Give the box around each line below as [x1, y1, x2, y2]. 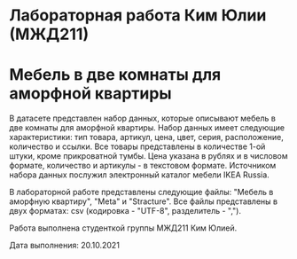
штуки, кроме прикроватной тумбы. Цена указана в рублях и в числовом [9, 151, 288, 161]
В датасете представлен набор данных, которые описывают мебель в [9, 113, 277, 124]
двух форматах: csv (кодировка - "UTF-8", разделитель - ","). [9, 206, 242, 216]
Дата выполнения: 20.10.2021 [9, 240, 120, 251]
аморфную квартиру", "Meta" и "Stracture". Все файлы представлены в [9, 196, 277, 207]
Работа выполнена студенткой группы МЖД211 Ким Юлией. [9, 223, 238, 233]
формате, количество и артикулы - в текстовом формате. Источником [9, 161, 277, 171]
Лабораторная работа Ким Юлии [9, 5, 267, 26]
